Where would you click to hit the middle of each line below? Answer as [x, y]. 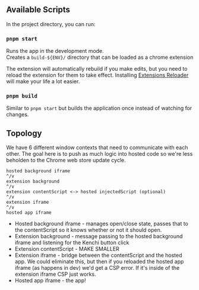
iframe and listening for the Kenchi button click [72, 242]
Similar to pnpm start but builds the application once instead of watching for [99, 108]
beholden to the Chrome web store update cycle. [66, 160]
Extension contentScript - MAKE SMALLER [67, 249]
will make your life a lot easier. [43, 81]
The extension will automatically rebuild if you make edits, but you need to [97, 69]
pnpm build [22, 96]
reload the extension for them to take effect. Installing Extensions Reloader [97, 75]
